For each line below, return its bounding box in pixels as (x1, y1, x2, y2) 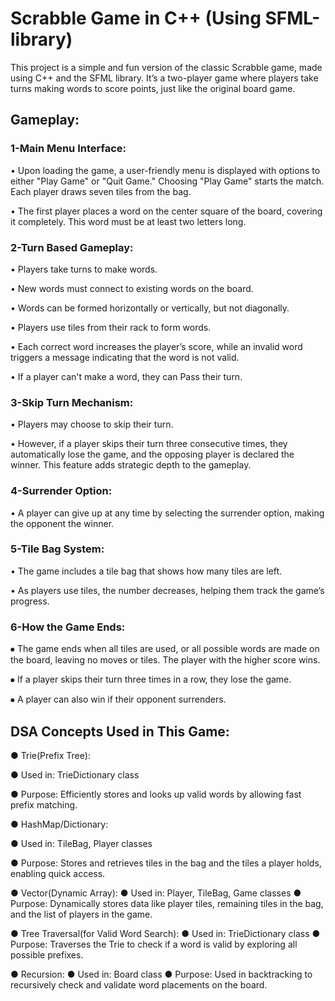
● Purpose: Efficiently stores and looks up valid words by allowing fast (10, 788, 302, 800)
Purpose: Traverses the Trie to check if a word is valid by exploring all (10, 938, 298, 950)
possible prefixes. (10, 948, 84, 961)
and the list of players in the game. (10, 908, 153, 920)
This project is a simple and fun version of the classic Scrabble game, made (10, 61, 323, 73)
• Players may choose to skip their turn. (10, 418, 174, 431)
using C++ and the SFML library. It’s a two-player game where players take (10, 72, 319, 84)
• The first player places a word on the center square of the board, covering (10, 205, 323, 217)
